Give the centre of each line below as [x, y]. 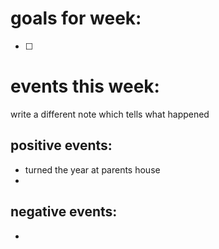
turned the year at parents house [92, 169]
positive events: [61, 145]
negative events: [64, 212]
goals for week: [76, 18]
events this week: [85, 86]
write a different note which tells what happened [110, 114]
